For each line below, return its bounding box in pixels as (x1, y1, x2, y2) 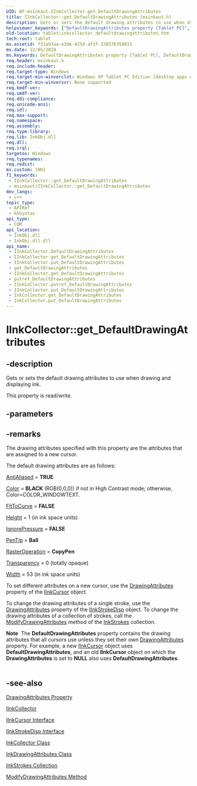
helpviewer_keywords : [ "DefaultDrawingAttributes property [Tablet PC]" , (6, 25, 191, 31)
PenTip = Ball (6, 537, 39, 544)
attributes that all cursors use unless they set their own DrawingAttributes (6, 636, 184, 643)
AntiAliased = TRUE (6, 474, 54, 481)
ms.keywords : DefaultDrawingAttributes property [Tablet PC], (6, 52, 161, 58)
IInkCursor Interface (6, 717, 55, 724)
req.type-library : (6, 129, 51, 135)
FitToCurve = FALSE (6, 502, 55, 510)
